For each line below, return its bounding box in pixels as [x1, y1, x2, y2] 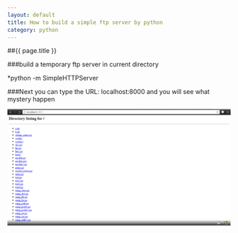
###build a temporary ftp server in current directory [7, 60, 159, 68]
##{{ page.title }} [7, 47, 57, 55]
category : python [7, 26, 59, 33]
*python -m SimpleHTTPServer [7, 74, 99, 83]
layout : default [7, 11, 55, 18]
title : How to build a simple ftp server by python [7, 18, 163, 26]
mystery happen [7, 95, 55, 104]
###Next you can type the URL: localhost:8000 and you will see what [7, 88, 210, 96]
